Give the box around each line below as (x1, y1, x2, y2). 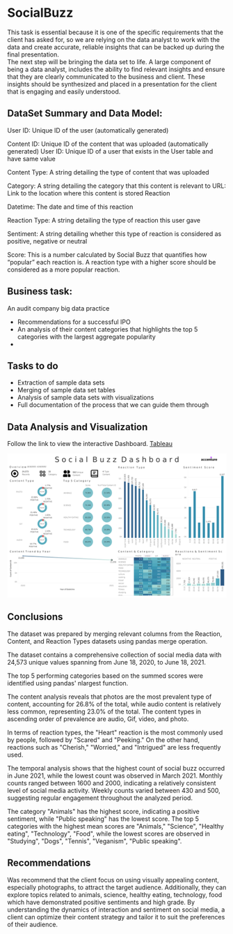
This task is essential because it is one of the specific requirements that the (7, 28, 224, 36)
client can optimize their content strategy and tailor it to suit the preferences (7, 912, 225, 921)
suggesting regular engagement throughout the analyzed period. (7, 794, 193, 802)
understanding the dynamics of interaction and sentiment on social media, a (7, 905, 225, 914)
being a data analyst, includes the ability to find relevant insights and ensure (7, 65, 225, 73)
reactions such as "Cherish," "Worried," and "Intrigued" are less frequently (7, 743, 221, 751)
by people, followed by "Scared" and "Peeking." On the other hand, (7, 735, 200, 744)
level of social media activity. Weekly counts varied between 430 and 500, (7, 786, 220, 794)
